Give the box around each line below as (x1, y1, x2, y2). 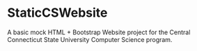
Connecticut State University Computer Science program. (7, 35, 173, 43)
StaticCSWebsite (7, 5, 108, 21)
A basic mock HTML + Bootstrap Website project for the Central (7, 28, 191, 36)
